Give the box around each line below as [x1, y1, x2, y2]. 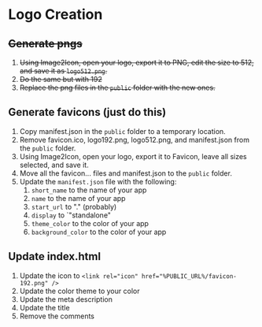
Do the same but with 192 [19, 75, 102, 84]
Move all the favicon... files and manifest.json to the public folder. [19, 168, 232, 178]
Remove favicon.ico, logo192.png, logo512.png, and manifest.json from [19, 135, 250, 144]
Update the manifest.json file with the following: [19, 177, 177, 186]
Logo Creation [8, 6, 103, 24]
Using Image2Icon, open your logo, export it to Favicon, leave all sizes [19, 151, 248, 161]
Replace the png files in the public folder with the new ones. [19, 83, 216, 92]
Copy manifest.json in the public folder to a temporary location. [19, 126, 226, 136]
